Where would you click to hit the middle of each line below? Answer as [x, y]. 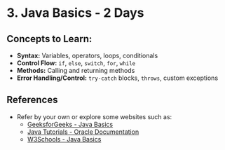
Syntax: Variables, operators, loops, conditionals [87, 55]
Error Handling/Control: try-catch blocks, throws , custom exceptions [117, 78]
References [32, 100]
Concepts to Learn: [49, 39]
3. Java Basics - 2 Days [75, 13]
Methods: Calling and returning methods [76, 70]
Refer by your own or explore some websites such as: [94, 116]
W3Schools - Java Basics [64, 139]
